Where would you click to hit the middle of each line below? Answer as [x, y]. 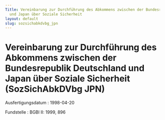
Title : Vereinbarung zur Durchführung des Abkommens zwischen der [74, 10]
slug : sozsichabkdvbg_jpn [31, 23]
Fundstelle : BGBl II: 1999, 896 [35, 112]
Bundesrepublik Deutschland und [75, 68]
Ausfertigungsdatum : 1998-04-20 [40, 103]
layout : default [22, 19]
